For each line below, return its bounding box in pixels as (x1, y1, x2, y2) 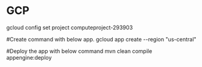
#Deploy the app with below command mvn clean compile (6, 47, 153, 55)
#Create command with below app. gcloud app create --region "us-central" (6, 35, 197, 43)
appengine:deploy (6, 54, 52, 61)
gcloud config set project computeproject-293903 (6, 24, 133, 31)
